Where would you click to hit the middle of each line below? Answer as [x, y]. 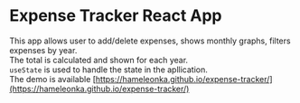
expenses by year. [43, 50]
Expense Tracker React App [116, 16]
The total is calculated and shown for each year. [98, 60]
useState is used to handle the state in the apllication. [108, 70]
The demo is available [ [53, 79]
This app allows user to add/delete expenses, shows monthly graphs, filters [150, 41]
